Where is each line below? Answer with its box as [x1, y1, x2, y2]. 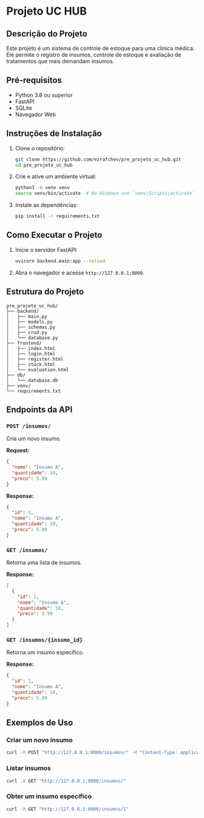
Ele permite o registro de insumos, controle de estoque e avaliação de [6, 51, 182, 58]
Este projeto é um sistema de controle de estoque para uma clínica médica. [6, 44, 195, 52]
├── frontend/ [6, 340, 42, 346]
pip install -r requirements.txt [15, 213, 100, 220]
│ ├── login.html [6, 351, 56, 357]
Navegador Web [15, 111, 56, 118]
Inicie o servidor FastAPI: [15, 246, 78, 253]
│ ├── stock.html [6, 361, 56, 368]
